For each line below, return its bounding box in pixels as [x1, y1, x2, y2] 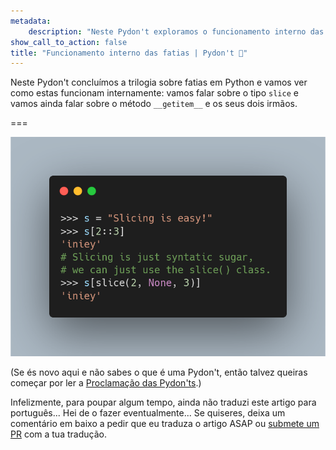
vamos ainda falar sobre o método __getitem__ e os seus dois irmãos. [10, 98, 298, 110]
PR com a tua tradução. [10, 428, 107, 440]
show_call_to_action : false [10, 37, 128, 47]
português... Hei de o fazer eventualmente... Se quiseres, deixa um [10, 407, 286, 419]
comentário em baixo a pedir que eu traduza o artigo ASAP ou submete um [10, 418, 320, 430]
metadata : [10, 16, 52, 26]
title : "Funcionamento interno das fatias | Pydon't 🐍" [10, 48, 248, 58]
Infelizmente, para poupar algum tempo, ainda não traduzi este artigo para [10, 396, 317, 409]
